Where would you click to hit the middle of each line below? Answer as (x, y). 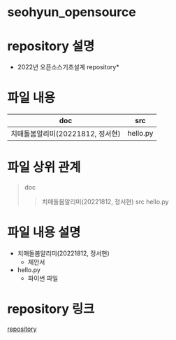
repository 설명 (51, 47)
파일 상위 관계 (44, 168)
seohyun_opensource (72, 12)
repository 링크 (51, 309)
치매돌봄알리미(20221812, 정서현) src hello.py (105, 201)
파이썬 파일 (43, 278)
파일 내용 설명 (44, 233)
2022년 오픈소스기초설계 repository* (68, 67)
